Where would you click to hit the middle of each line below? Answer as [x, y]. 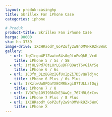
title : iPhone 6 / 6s [36, 70]
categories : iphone [25, 19]
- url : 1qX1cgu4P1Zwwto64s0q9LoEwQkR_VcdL [54, 56]
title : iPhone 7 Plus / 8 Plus [46, 98]
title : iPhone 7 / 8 [35, 88]
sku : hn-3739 [19, 42]
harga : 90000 [19, 37]
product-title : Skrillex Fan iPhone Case [49, 33]
